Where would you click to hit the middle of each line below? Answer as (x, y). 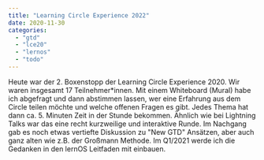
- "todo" (30, 60)
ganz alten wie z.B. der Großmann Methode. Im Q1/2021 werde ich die (122, 140)
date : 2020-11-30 (37, 23)
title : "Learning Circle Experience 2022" (79, 15)
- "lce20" (31, 45)
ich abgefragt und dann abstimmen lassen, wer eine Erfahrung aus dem (125, 99)
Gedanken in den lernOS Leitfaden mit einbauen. (87, 149)
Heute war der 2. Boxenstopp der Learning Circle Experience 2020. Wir (124, 82)
